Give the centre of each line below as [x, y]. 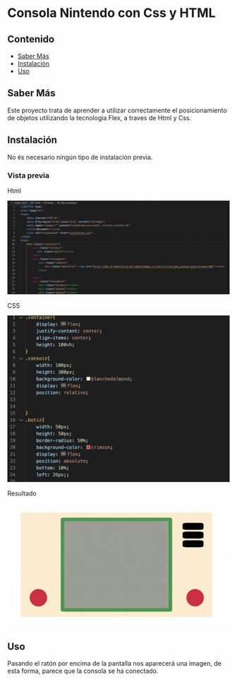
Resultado [22, 493]
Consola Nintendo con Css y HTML [111, 13]
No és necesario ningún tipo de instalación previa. [80, 157]
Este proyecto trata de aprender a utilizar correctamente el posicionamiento [117, 110]
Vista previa [29, 175]
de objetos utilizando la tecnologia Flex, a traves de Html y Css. [99, 117]
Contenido [31, 39]
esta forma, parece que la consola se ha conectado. [83, 671]
